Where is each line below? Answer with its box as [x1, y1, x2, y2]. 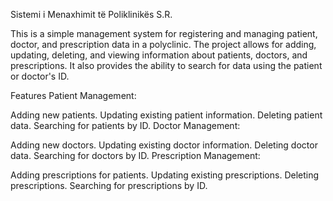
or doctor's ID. [10, 70, 70, 82]
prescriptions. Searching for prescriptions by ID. [10, 180, 208, 191]
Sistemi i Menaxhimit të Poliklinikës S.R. [10, 9, 173, 20]
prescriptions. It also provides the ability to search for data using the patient [10, 60, 323, 71]
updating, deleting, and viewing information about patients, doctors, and [10, 49, 308, 61]
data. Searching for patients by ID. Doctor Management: [10, 120, 241, 131]
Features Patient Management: [10, 90, 137, 101]
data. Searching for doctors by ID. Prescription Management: [10, 150, 261, 161]
